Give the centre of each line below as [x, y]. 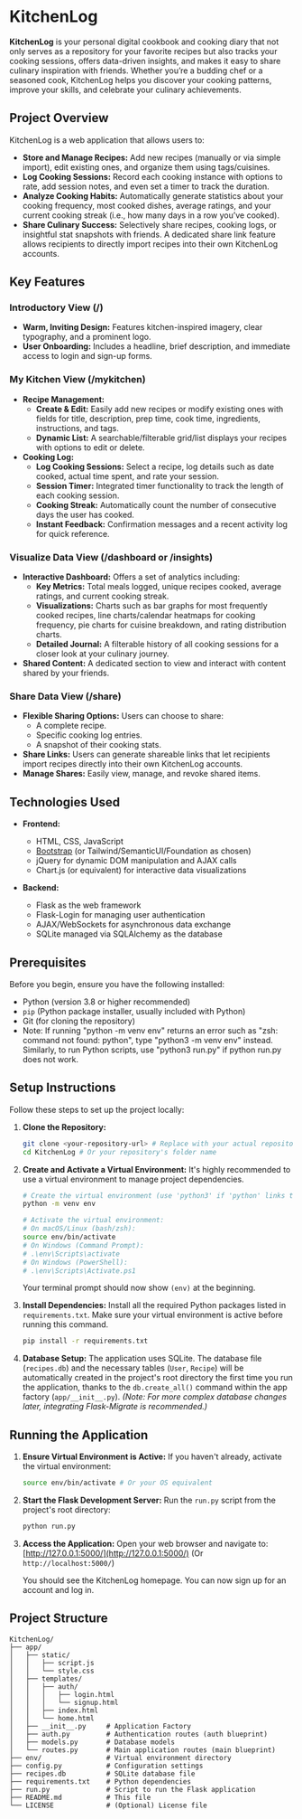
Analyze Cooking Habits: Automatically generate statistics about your [153, 195]
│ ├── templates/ [46, 1679]
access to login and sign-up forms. [87, 356]
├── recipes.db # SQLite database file [102, 1774]
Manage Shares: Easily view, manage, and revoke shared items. [142, 774]
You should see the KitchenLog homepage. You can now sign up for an [154, 1580]
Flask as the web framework [88, 905]
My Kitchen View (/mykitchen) [78, 380]
